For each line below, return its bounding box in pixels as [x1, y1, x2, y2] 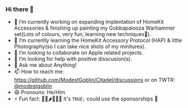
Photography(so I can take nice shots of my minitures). [13, 43, 147, 50]
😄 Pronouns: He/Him [13, 89, 65, 96]
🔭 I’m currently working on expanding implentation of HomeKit [13, 19, 164, 26]
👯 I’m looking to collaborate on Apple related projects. [13, 49, 144, 56]
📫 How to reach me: [13, 68, 64, 75]
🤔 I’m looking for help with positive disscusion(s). [13, 55, 133, 63]
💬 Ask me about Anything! [13, 62, 77, 69]
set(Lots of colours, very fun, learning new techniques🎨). [13, 31, 151, 38]
